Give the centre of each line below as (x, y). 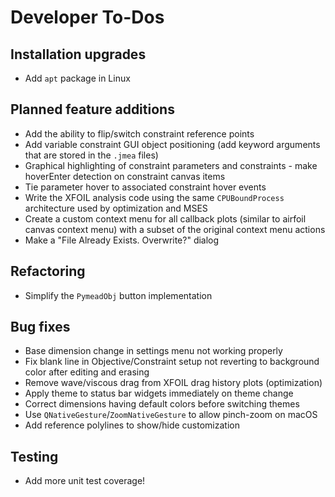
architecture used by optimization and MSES (116, 208)
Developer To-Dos (87, 17)
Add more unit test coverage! (85, 481)
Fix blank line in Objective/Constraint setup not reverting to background (172, 362)
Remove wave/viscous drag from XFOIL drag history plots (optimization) (173, 383)
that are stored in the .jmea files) (91, 155)
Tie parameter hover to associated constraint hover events (145, 187)
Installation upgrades (78, 54)
